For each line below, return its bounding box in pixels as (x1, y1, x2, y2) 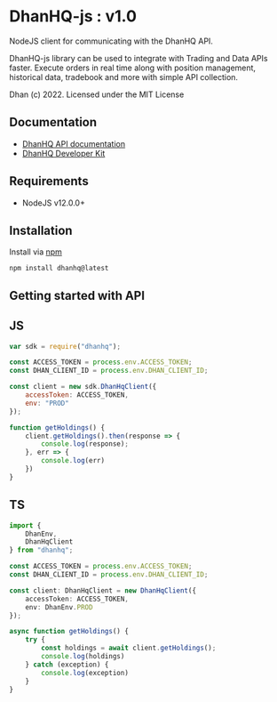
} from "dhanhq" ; (9, 545, 74, 555)
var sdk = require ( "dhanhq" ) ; (9, 342, 122, 351)
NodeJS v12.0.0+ (21, 198, 86, 208)
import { (9, 520, 42, 530)
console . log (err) (41, 456, 105, 465)
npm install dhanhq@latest (9, 264, 109, 273)
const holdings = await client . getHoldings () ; (41, 643, 217, 653)
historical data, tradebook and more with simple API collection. (9, 71, 238, 82)
